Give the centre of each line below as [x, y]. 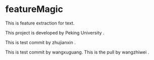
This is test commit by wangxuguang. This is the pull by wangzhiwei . [77, 52]
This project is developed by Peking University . [55, 32]
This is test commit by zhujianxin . [40, 42]
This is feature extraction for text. [40, 23]
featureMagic [34, 9]
